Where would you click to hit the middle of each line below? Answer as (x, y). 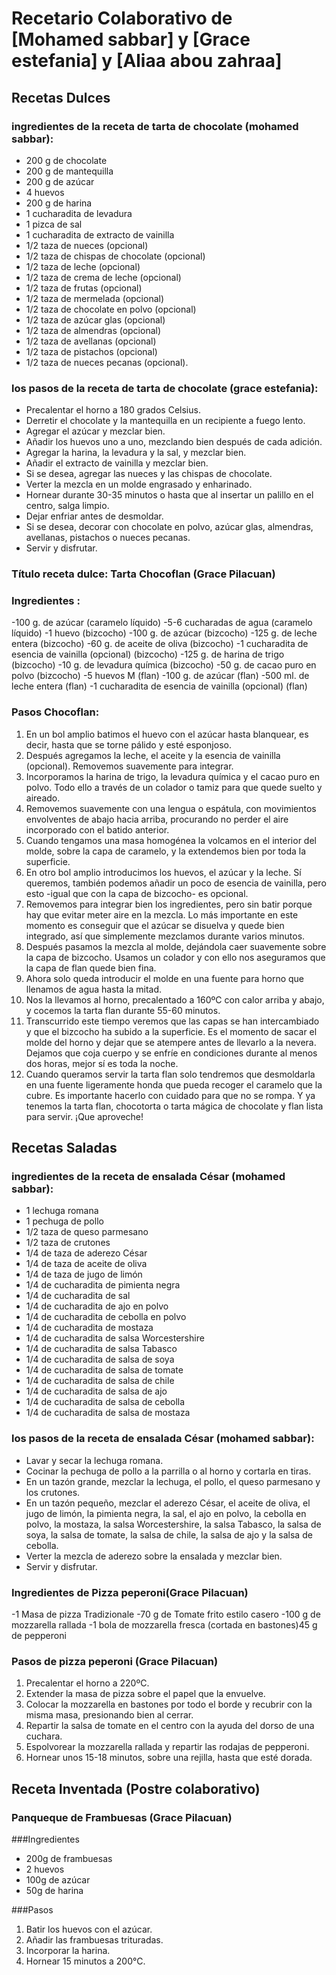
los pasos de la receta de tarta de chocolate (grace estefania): (165, 388)
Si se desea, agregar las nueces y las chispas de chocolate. (149, 474)
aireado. (43, 798)
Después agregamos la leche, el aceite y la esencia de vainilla (153, 755)
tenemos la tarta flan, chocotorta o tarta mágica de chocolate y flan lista (174, 1106)
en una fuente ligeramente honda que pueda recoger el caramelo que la (174, 1084)
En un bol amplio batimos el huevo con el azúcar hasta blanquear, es (167, 734)
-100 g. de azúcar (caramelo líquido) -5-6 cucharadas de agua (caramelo (162, 623)
